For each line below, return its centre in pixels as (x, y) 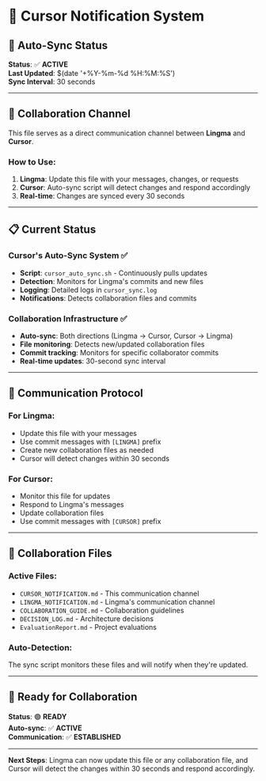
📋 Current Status (52, 229)
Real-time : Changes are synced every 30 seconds (102, 196)
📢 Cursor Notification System (106, 16)
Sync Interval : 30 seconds (52, 82)
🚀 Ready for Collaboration (73, 697)
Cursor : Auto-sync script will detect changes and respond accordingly (135, 188)
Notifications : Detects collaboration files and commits (108, 298)
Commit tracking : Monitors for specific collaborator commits (119, 353)
